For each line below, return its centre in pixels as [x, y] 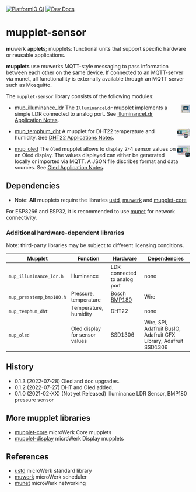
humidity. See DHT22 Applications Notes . [64, 137]
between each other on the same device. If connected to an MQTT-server [95, 72]
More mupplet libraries [48, 418]
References [27, 457]
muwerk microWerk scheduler [51, 477]
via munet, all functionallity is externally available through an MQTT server [95, 78]
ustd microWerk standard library [53, 471]
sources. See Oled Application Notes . [60, 167]
